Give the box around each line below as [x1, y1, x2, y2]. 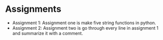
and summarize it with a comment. [12, 30, 83, 36]
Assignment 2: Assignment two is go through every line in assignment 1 [12, 25, 159, 31]
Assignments [5, 3, 62, 15]
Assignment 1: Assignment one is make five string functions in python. [12, 20, 157, 26]
